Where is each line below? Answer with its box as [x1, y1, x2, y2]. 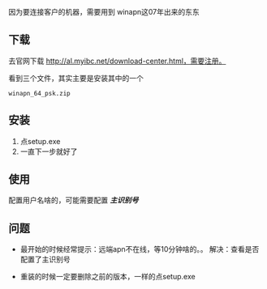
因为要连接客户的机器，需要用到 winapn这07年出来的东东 [8, 7, 200, 16]
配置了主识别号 [19, 254, 71, 265]
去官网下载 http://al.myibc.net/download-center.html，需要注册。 [8, 56, 226, 66]
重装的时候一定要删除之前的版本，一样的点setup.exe [19, 272, 196, 282]
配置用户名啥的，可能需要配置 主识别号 [8, 195, 139, 205]
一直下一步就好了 [19, 147, 78, 156]
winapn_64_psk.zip [8, 89, 71, 97]
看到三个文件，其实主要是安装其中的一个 [8, 73, 144, 83]
